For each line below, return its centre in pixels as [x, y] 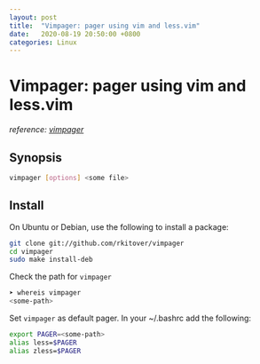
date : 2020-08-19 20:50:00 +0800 [75, 34]
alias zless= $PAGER [45, 351]
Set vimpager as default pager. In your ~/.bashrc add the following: [130, 318]
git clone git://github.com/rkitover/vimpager [97, 243]
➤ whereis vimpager [45, 293]
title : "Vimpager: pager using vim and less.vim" [105, 26]
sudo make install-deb [51, 260]
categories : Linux [43, 42]
